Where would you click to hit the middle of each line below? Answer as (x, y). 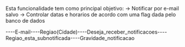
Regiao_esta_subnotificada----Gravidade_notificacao (70, 38)
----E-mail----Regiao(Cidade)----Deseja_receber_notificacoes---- (86, 32)
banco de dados (25, 21)
